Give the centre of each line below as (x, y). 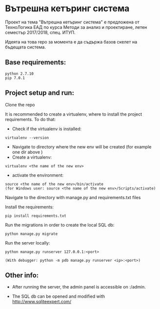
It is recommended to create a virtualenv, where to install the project (74, 114)
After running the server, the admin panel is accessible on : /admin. (79, 287)
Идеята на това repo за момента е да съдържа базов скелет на (71, 41)
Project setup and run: (40, 93)
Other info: (22, 275)
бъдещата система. (26, 47)
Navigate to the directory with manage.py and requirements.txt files (73, 197)
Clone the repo (20, 104)
